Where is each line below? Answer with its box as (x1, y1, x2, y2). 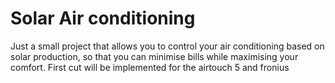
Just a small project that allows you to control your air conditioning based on (10, 40, 325, 52)
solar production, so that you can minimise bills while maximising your (10, 50, 299, 62)
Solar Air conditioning (10, 7, 196, 30)
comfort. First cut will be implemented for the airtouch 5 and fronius (10, 61, 290, 73)
